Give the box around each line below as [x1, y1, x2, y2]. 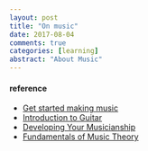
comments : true [9, 38, 67, 48]
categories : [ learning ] [9, 47, 99, 56]
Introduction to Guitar [22, 112, 102, 123]
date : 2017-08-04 [9, 30, 75, 39]
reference [9, 83, 48, 93]
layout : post [9, 13, 59, 22]
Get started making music [22, 102, 119, 113]
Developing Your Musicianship [22, 122, 136, 133]
